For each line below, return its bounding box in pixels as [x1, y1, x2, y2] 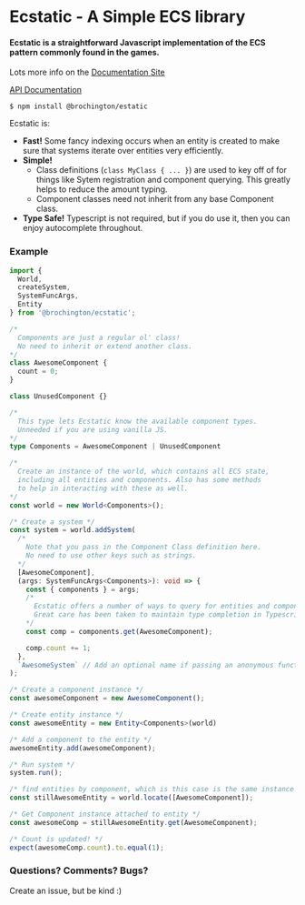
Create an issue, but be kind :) [9, 885, 123, 896]
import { [9, 266, 43, 275]
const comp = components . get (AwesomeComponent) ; [25, 627, 213, 636]
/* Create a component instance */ [9, 685, 144, 695]
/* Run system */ [9, 759, 75, 769]
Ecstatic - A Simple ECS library [9, 6, 246, 27]
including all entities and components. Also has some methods [17, 476, 261, 485]
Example [9, 246, 49, 258]
